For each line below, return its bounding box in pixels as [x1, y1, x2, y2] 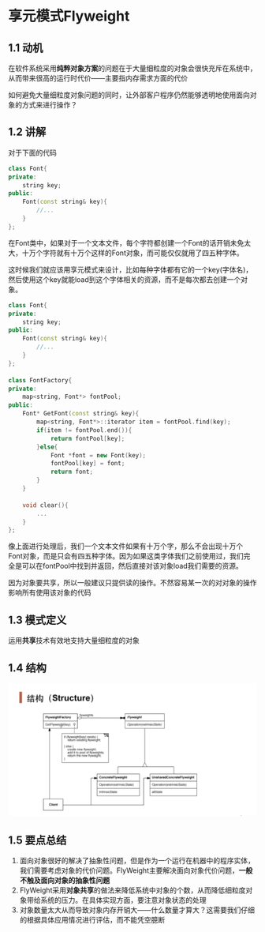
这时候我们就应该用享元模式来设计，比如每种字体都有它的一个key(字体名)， [8, 265, 253, 274]
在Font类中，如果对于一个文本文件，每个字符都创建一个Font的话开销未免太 [8, 238, 251, 247]
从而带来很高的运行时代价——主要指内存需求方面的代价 [8, 73, 188, 83]
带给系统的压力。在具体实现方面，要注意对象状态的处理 [26, 895, 207, 904]
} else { [36, 443, 58, 451]
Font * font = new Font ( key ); [50, 451, 147, 459]
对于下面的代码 [8, 148, 57, 157]
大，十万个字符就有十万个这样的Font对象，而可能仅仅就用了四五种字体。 [8, 248, 244, 257]
